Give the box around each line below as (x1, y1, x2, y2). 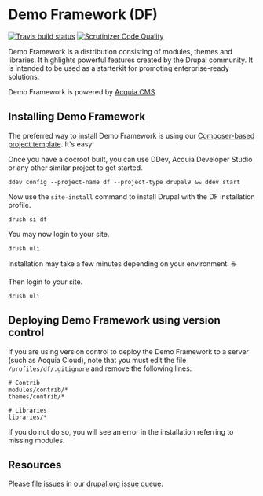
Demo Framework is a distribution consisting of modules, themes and (8, 46, 233, 56)
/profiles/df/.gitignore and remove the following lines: (8, 364, 192, 373)
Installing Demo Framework (8, 110, 146, 124)
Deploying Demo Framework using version (8, 313, 221, 328)
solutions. (8, 72, 40, 81)
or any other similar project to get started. (8, 163, 143, 172)
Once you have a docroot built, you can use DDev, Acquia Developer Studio (8, 154, 253, 164)
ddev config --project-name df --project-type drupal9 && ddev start (8, 178, 241, 186)
